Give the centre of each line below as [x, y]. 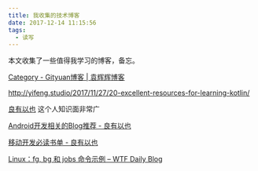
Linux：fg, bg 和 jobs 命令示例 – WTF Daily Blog [85, 159]
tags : [17, 30]
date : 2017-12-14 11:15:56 [52, 23]
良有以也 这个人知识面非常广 [54, 109]
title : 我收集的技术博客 [44, 15]
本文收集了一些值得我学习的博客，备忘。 [74, 60]
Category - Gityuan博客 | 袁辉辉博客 [66, 77]
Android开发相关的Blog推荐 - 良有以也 [70, 126]
